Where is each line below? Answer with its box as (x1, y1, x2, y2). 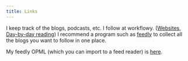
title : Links (6, 8, 38, 15)
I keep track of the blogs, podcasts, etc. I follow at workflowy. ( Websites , (6, 24, 181, 31)
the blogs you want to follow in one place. (6, 37, 107, 44)
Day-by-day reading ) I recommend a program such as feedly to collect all (6, 30, 183, 38)
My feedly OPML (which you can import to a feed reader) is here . (6, 48, 162, 55)
